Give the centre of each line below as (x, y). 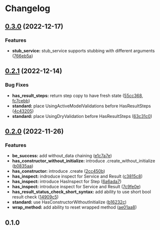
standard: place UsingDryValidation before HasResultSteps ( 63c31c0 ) (82, 116)
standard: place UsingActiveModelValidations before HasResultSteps (81, 106)
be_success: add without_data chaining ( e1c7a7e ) (62, 156)
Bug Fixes (17, 85)
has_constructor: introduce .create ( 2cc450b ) (58, 171)
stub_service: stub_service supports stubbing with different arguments (83, 50)
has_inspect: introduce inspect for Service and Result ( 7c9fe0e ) (76, 187)
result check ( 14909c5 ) (35, 197)
